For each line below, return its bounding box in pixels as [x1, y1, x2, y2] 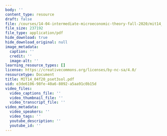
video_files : [5, 86, 32, 91]
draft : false [5, 16, 32, 21]
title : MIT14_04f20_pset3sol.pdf [5, 77, 75, 82]
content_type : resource [5, 12, 55, 17]
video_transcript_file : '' [9, 100, 66, 105]
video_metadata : [5, 105, 39, 110]
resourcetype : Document [5, 72, 55, 77]
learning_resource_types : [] [5, 63, 66, 68]
